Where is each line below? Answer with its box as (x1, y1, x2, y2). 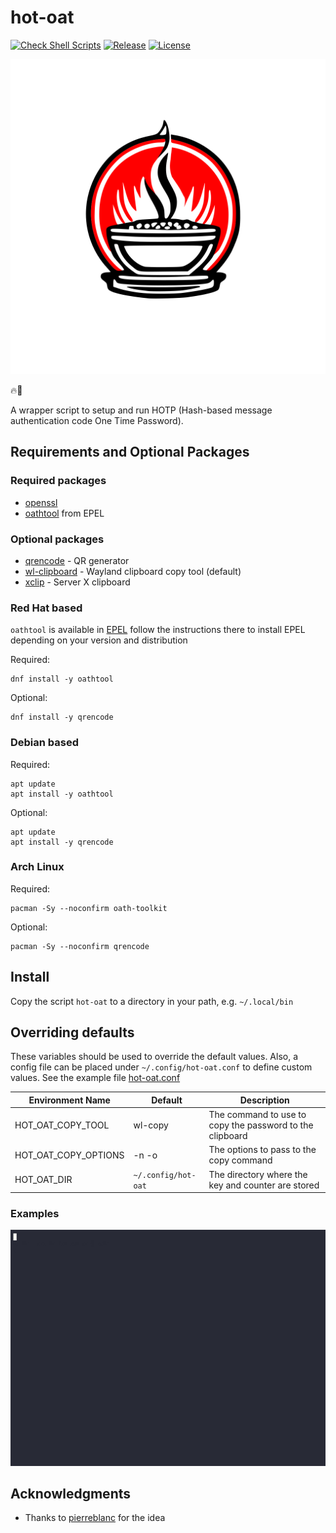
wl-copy (133, 1119, 169, 1131)
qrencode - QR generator (24, 554, 130, 566)
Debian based (10, 736, 80, 750)
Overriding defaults (10, 1024, 135, 1041)
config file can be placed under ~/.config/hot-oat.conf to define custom (10, 1061, 313, 1073)
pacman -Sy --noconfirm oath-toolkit (10, 903, 168, 913)
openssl (24, 496, 58, 508)
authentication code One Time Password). (10, 414, 184, 426)
